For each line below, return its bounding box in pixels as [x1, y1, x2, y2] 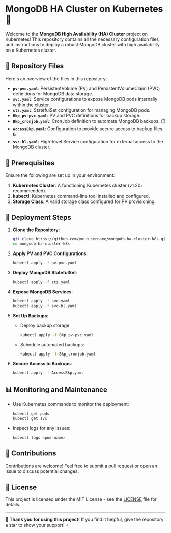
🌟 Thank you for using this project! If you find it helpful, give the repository [5, 516, 164, 523]
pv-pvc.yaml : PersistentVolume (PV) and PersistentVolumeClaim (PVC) [12, 85, 160, 91]
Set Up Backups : [12, 312, 49, 319]
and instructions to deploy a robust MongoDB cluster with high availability [5, 41, 160, 47]
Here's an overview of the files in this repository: [5, 75, 107, 82]
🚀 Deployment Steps [5, 213, 71, 222]
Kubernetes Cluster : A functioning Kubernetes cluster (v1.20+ [12, 182, 144, 188]
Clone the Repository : [12, 226, 60, 233]
